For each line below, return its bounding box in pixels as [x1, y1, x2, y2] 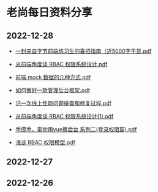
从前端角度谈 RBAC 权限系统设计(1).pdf [15, 113, 114, 120]
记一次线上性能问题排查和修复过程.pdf [15, 99, 112, 107]
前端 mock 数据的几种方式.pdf [15, 74, 91, 80]
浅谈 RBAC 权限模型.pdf [15, 139, 75, 146]
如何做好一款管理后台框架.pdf [15, 86, 91, 94]
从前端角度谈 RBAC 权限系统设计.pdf [15, 61, 108, 67]
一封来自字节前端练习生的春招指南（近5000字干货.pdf [15, 47, 152, 55]
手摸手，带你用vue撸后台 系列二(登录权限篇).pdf [15, 126, 137, 132]
